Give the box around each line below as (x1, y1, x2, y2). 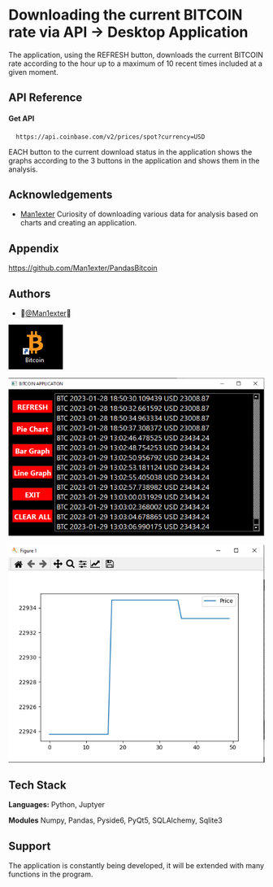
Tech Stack (8, 779, 67, 793)
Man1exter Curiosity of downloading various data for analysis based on (19, 209, 258, 219)
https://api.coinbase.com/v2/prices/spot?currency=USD (15, 133, 206, 141)
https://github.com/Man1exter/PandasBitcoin (8, 263, 158, 273)
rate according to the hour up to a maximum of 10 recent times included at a (8, 59, 262, 68)
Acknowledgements (8, 187, 113, 201)
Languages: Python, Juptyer (8, 800, 106, 810)
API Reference (8, 91, 83, 105)
